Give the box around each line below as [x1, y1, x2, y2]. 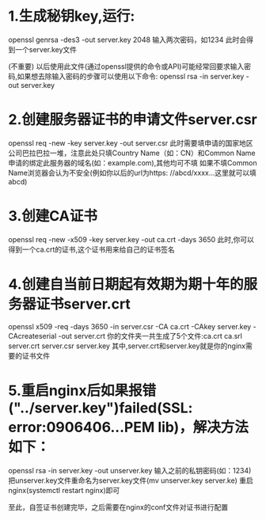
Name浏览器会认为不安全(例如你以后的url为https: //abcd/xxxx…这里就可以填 [8, 168, 257, 177]
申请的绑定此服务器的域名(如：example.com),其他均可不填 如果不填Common [8, 158, 257, 167]
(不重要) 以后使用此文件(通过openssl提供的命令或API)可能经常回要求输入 [8, 61, 245, 71]
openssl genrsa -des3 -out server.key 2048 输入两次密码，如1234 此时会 [8, 35, 247, 44]
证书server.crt [36, 295, 131, 313]
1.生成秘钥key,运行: [8, 7, 135, 25]
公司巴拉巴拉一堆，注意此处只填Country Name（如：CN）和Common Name [8, 148, 256, 158]
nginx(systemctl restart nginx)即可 [8, 485, 120, 495]
